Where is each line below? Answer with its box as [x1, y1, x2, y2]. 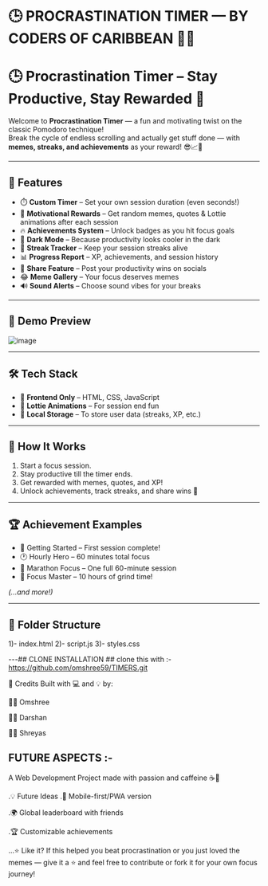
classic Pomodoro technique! [8, 125, 104, 135]
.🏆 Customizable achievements [8, 826, 113, 836]
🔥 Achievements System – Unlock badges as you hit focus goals [19, 225, 235, 235]
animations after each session [19, 217, 119, 226]
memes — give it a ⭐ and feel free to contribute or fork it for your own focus [8, 857, 258, 867]
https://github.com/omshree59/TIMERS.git [8, 663, 148, 672]
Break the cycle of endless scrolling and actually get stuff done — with [8, 133, 241, 143]
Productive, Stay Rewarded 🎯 [8, 90, 205, 108]
